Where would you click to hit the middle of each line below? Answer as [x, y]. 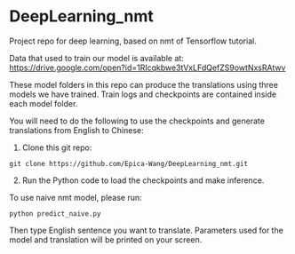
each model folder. [44, 103]
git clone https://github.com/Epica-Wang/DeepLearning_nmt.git [129, 163]
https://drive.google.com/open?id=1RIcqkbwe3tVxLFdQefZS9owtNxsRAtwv [147, 67]
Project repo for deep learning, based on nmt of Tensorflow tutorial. [133, 41]
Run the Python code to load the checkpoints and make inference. [143, 180]
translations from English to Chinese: [76, 130]
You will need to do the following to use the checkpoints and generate [137, 121]
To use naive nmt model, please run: [76, 197]
